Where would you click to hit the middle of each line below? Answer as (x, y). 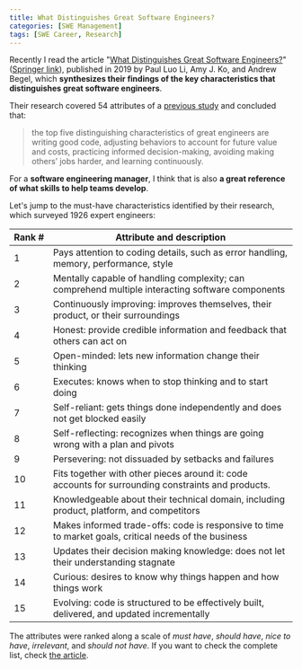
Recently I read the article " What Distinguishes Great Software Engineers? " (148, 60)
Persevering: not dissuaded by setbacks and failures (163, 459)
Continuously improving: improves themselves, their (162, 304)
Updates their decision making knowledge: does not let (169, 551)
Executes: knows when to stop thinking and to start (160, 382)
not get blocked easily (99, 418)
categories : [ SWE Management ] (66, 26)
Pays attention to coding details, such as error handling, (170, 252)
